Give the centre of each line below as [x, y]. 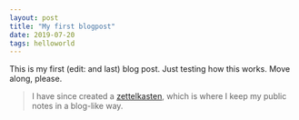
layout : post [34, 18]
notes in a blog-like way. [77, 106]
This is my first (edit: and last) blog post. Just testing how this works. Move [150, 69]
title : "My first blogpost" [63, 26]
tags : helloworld [42, 43]
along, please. [36, 79]
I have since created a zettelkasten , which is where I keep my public [159, 96]
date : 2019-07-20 [42, 35]
